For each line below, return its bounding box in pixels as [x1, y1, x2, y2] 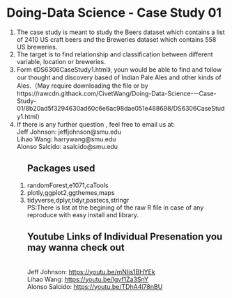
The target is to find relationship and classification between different [16, 50, 213, 58]
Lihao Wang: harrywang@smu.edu [16, 134, 116, 143]
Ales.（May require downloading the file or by [16, 81, 148, 90]
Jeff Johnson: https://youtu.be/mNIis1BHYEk [26, 267, 156, 276]
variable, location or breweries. [16, 57, 106, 65]
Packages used [26, 162, 95, 175]
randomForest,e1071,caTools [26, 181, 109, 189]
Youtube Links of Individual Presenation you [26, 231, 223, 243]
